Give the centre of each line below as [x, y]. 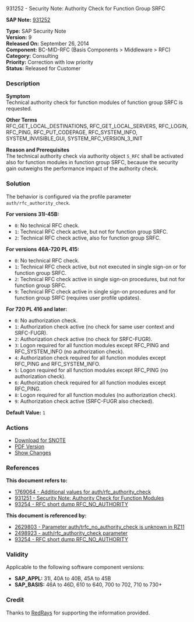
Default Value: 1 [26, 412]
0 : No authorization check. [46, 320]
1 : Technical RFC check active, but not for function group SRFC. [91, 231]
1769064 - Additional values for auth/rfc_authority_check [83, 492]
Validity [17, 555]
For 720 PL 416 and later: [37, 309]
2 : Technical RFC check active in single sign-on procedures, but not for [100, 279]
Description [23, 83]
